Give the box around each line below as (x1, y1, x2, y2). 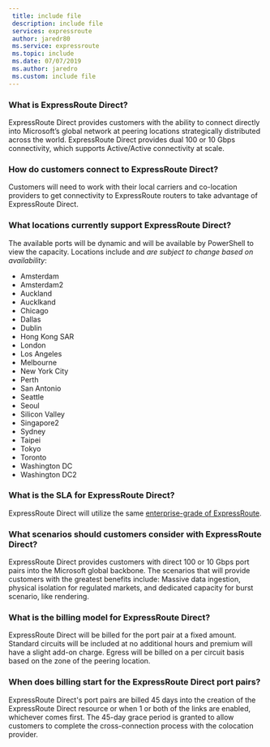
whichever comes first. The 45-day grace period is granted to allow (8, 712, 234, 722)
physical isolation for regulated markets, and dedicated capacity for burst (8, 583, 254, 593)
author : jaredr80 (11, 34, 71, 43)
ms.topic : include (11, 50, 75, 58)
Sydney (19, 426, 46, 436)
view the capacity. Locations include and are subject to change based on (8, 247, 254, 257)
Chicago (19, 305, 49, 315)
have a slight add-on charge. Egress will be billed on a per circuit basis (8, 647, 245, 658)
